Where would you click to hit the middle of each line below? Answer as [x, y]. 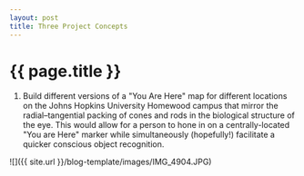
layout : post [34, 18]
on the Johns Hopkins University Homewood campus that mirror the [151, 106]
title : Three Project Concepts [69, 26]
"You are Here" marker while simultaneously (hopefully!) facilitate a [149, 135]
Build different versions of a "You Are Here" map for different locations [155, 96]
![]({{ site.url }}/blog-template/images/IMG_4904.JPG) [111, 162]
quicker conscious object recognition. [93, 144]
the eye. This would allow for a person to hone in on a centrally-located [156, 125]
